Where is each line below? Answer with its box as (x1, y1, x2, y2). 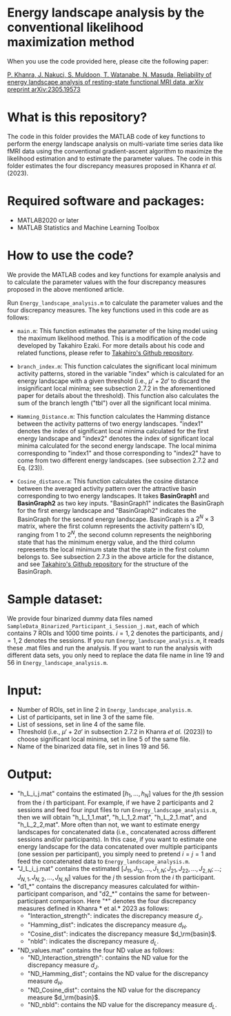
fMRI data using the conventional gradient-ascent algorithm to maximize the (7, 147, 223, 155)
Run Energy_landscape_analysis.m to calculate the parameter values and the (7, 299, 223, 307)
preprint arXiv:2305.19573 (7, 85, 81, 93)
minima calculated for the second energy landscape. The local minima (17, 441, 217, 450)
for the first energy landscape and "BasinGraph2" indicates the (17, 506, 197, 514)
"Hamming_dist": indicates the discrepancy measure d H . (27, 921, 188, 930)
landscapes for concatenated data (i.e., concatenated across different (17, 827, 216, 836)
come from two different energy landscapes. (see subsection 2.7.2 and (17, 456, 219, 464)
